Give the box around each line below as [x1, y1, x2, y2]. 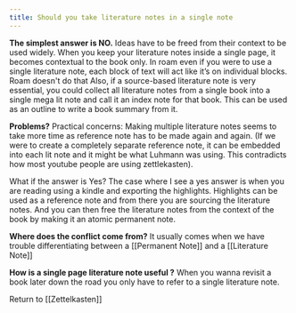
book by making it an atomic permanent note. [9, 213, 177, 224]
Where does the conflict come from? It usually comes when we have [9, 230, 265, 241]
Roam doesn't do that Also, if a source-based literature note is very [9, 75, 257, 85]
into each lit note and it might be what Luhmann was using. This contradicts [9, 148, 287, 160]
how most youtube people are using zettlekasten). [9, 158, 193, 169]
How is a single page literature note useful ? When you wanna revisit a [9, 267, 272, 277]
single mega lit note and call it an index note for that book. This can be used [9, 94, 288, 105]
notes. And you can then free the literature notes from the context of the [9, 204, 275, 214]
